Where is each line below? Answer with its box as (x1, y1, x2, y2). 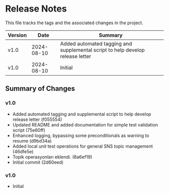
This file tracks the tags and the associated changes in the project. (5, 20, 143, 26)
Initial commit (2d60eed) (12, 159, 64, 165)
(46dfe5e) (12, 148, 34, 154)
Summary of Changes (5, 84, 75, 93)
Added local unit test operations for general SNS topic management (12, 143, 153, 149)
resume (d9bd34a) (12, 138, 52, 144)
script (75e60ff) (12, 127, 45, 133)
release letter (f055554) (12, 116, 62, 122)
